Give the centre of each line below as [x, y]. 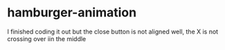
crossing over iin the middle [47, 38]
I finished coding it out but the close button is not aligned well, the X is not [113, 32]
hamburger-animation [72, 13]
